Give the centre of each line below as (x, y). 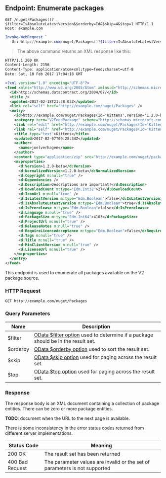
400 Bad (18, 462)
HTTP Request (23, 291)
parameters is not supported (77, 468)
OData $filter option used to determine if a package (94, 335)
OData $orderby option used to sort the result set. (92, 349)
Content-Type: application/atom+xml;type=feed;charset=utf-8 (69, 70)
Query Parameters (28, 314)
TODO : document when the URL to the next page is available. (67, 418)
